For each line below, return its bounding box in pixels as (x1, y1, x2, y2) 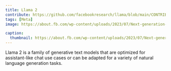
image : (5, 21, 19, 27)
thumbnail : (10, 35, 33, 41)
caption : (5, 31, 24, 36)
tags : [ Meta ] (5, 17, 33, 22)
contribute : (5, 12, 31, 17)
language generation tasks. (5, 60, 63, 66)
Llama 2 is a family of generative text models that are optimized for (5, 49, 146, 55)
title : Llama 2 (5, 7, 38, 13)
